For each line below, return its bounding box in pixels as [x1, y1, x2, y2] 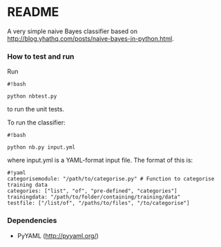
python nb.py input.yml [7, 144, 76, 151]
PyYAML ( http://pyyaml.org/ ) [17, 231, 99, 239]
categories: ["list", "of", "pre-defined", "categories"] [7, 187, 177, 194]
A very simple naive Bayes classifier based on [7, 27, 138, 35]
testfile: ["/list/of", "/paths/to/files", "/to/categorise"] [7, 200, 190, 207]
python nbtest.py [7, 93, 57, 100]
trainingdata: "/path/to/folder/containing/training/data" [7, 194, 181, 201]
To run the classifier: [7, 118, 66, 127]
